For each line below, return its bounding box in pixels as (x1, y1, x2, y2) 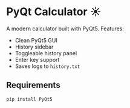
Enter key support (15, 56, 60, 63)
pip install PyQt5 (6, 96, 53, 102)
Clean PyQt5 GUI (15, 36, 57, 44)
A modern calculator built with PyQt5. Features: (6, 25, 124, 32)
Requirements (6, 80, 60, 90)
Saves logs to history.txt (15, 62, 80, 70)
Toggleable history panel (15, 49, 77, 56)
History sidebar (15, 43, 54, 50)
